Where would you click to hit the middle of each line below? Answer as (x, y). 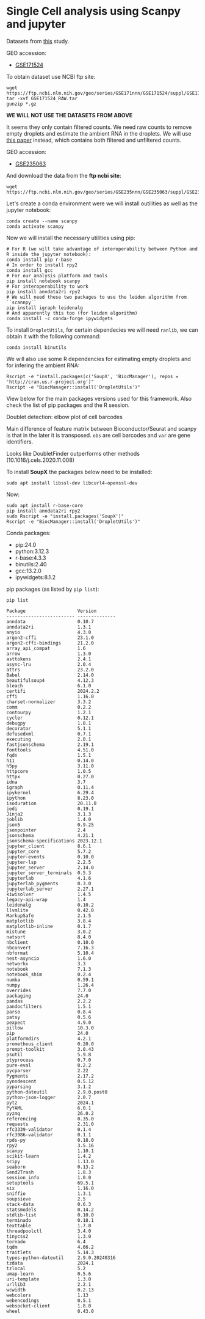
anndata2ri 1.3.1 (49, 627)
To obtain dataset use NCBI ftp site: (51, 76)
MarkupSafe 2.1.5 (49, 915)
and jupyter (36, 24)
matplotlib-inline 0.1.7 (49, 926)
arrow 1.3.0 (49, 654)
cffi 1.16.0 (50, 696)
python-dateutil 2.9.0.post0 (57, 1092)
